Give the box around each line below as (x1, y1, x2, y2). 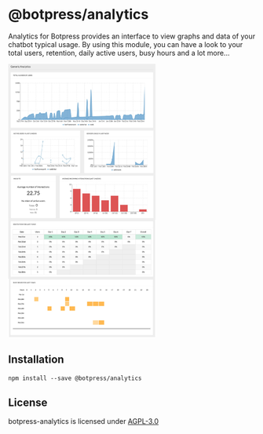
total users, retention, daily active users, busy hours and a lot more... (8, 48, 230, 57)
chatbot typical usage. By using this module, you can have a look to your (8, 39, 243, 49)
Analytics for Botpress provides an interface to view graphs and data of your (8, 31, 256, 41)
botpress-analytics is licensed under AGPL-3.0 (8, 417, 159, 426)
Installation (8, 352, 64, 366)
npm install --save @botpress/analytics (8, 374, 143, 382)
